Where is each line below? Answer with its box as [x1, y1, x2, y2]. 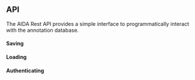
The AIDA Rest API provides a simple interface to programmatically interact [6, 20, 190, 27]
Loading [6, 54, 27, 61]
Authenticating [6, 67, 44, 74]
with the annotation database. [6, 26, 79, 34]
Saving [6, 40, 24, 47]
